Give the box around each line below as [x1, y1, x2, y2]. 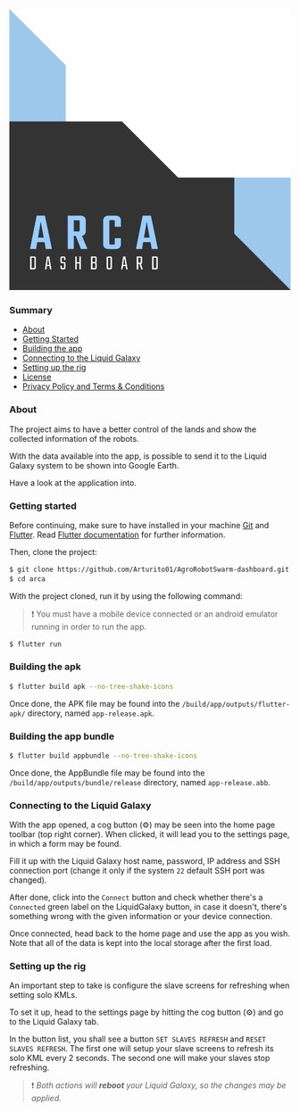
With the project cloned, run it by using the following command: [9, 590, 243, 602]
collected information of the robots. [9, 433, 140, 444]
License [21, 371, 52, 383]
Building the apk [9, 660, 82, 673]
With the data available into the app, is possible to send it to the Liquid [9, 451, 268, 461]
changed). [9, 875, 47, 885]
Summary [9, 303, 54, 316]
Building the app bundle [9, 730, 115, 743]
